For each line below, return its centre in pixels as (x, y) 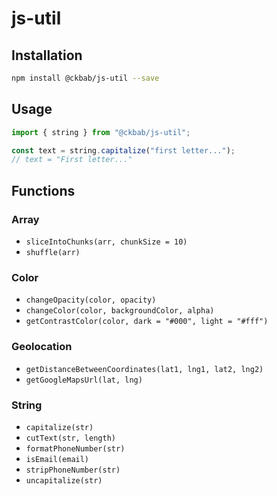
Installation (47, 55)
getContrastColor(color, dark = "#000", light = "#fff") (147, 322)
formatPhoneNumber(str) (75, 448)
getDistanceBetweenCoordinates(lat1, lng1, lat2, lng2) (144, 369)
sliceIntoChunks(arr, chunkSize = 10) (106, 242)
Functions (43, 190)
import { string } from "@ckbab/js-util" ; (101, 132)
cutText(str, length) (70, 438)
